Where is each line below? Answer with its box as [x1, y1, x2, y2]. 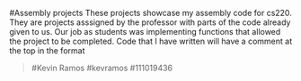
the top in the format [9, 45, 85, 56]
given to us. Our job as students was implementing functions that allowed [9, 27, 281, 36]
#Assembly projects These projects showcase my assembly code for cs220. [9, 8, 292, 18]
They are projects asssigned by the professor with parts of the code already [9, 17, 291, 28]
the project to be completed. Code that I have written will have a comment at [9, 36, 293, 46]
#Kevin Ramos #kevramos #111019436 [31, 62, 173, 73]
